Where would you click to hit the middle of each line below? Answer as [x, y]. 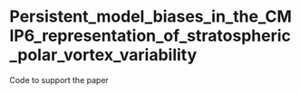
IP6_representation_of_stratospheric [150, 36]
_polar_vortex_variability [103, 55]
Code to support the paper [59, 80]
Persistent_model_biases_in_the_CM [151, 17]
